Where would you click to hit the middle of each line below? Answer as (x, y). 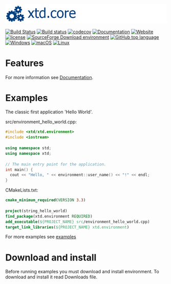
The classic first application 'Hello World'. (49, 112)
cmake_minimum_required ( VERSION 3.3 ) (46, 200)
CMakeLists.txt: (22, 190)
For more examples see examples (41, 237)
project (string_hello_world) (36, 211)
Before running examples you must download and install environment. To (82, 272)
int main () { (19, 170)
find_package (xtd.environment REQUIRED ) (49, 216)
